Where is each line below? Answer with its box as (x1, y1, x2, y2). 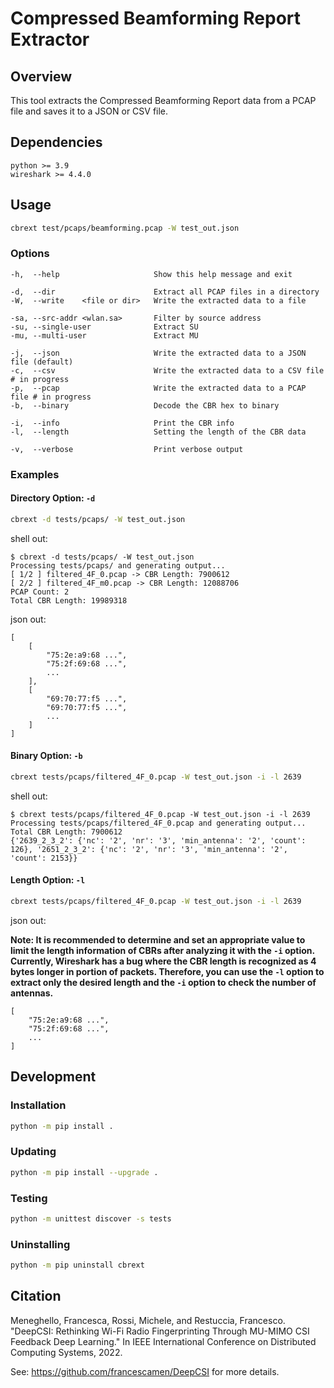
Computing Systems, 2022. (10, 1346, 123, 1358)
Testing (10, 1191, 48, 1205)
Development (10, 1068, 97, 1086)
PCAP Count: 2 (10, 587, 70, 597)
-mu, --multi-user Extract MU (10, 330, 199, 341)
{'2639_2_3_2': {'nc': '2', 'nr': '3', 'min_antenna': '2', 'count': (10, 835, 307, 846)
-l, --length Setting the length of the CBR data (10, 427, 307, 437)
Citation (10, 1288, 62, 1305)
